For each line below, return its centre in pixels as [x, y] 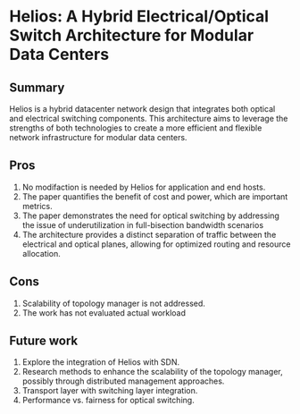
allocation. [41, 253]
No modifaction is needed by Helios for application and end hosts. [144, 187]
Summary [37, 87]
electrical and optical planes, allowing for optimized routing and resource [156, 244]
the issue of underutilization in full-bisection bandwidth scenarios [143, 224]
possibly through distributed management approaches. [123, 381]
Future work [44, 341]
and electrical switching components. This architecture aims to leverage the [149, 118]
